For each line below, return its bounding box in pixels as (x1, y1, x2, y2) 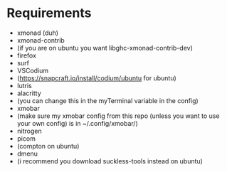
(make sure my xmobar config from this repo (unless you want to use (16, 112, 220, 120)
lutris (16, 81, 33, 90)
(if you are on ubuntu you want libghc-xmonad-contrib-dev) (16, 43, 194, 52)
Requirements (6, 5, 92, 21)
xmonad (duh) (16, 28, 58, 37)
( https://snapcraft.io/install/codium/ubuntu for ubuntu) (16, 73, 177, 82)
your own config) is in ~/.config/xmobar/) (16, 119, 138, 127)
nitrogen (16, 127, 42, 135)
